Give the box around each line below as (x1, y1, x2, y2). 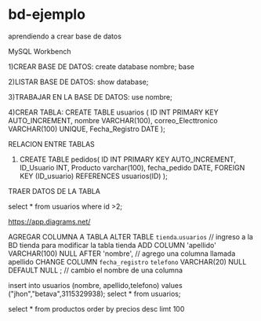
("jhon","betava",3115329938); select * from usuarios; (8, 289, 181, 298)
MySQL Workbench (8, 46, 72, 56)
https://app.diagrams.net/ (8, 217, 91, 226)
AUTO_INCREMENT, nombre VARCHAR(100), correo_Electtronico (8, 115, 218, 125)
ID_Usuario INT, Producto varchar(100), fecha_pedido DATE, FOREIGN (19, 162, 245, 172)
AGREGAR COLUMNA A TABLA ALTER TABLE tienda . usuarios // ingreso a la (8, 232, 253, 241)
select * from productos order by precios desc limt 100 (8, 304, 185, 313)
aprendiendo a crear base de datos (8, 31, 121, 41)
